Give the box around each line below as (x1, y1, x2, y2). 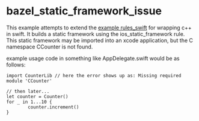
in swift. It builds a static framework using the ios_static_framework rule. (6, 30, 185, 37)
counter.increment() (28, 104, 79, 110)
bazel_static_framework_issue (6, 4, 162, 18)
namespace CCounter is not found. (6, 43, 93, 50)
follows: (6, 61, 26, 68)
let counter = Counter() (6, 93, 69, 99)
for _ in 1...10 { (6, 99, 52, 105)
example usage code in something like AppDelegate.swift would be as (6, 55, 180, 62)
